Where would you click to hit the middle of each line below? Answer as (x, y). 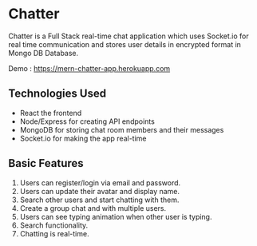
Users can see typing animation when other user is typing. (116, 216)
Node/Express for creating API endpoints (87, 121)
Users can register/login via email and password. (100, 183)
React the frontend (51, 113)
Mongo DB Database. (43, 53)
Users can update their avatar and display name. (100, 191)
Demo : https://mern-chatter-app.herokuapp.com (89, 68)
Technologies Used (57, 94)
